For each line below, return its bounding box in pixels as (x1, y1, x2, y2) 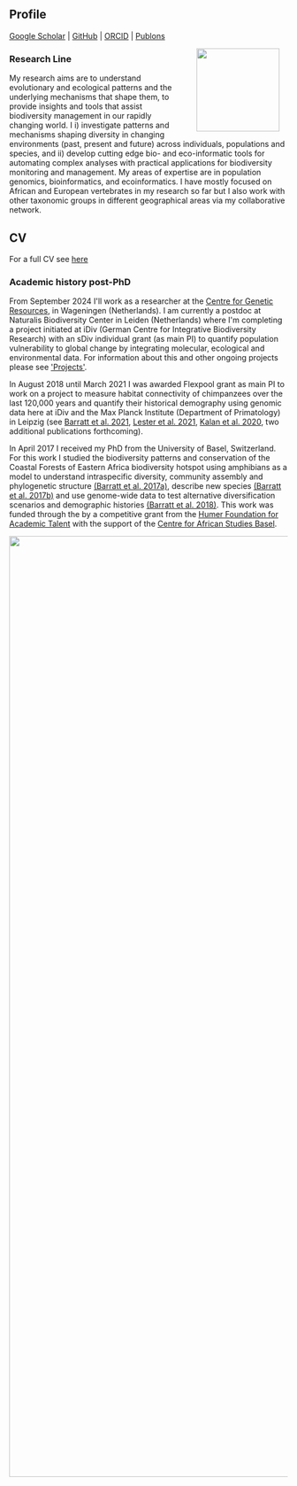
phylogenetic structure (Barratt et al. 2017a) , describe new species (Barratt (9, 481, 282, 491)
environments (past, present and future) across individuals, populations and (9, 139, 286, 150)
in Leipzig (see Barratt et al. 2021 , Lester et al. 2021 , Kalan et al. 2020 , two (9, 416, 280, 428)
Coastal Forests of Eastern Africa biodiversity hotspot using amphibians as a (9, 462, 287, 473)
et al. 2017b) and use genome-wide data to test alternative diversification (9, 491, 276, 501)
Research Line (9, 52, 72, 65)
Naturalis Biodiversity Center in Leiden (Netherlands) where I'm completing (9, 314, 283, 326)
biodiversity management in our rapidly (9, 111, 152, 121)
